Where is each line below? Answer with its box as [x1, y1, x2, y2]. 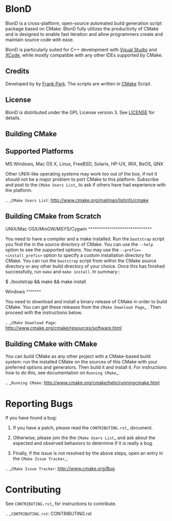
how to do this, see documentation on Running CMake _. [5, 370, 120, 376]
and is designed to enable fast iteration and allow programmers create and [5, 31, 163, 37]
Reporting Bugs [5, 397, 73, 409]
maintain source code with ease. [5, 37, 74, 43]
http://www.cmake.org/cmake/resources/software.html [5, 325, 122, 331]
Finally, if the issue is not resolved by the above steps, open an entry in [12, 450, 163, 456]
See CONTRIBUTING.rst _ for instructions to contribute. [5, 500, 117, 507]
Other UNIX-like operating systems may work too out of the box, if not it [5, 170, 158, 177]
